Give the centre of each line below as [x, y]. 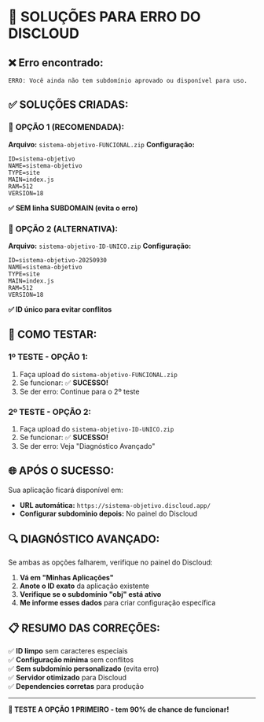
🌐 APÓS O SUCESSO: [61, 471]
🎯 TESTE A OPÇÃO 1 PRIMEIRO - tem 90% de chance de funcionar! [119, 709]
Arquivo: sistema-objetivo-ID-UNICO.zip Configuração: [100, 246]
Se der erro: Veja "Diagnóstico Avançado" [87, 446]
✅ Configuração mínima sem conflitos [71, 660]
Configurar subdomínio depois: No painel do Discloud [108, 513]
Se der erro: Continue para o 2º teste [79, 391]
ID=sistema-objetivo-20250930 [58, 260]
